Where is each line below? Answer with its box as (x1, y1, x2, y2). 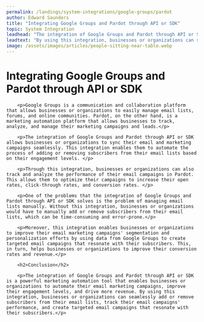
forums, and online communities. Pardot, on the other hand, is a (6, 113, 178, 119)
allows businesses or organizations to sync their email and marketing (6, 139, 191, 145)
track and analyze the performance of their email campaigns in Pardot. (6, 171, 194, 177)
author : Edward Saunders (6, 15, 69, 21)
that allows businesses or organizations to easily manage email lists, (6, 107, 194, 113)
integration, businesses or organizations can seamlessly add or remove (6, 293, 194, 300)
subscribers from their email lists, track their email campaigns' (6, 299, 181, 305)
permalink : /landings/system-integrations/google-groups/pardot (6, 9, 172, 15)
